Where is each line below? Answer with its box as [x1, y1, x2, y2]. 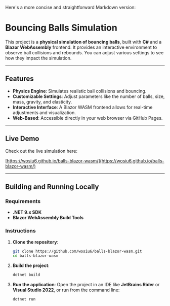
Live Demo [5, 134, 39, 143]
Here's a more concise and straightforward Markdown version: [5, 5, 136, 10]
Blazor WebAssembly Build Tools [12, 215, 84, 221]
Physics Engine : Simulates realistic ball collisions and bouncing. [12, 88, 147, 94]
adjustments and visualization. [12, 109, 76, 116]
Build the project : [12, 262, 50, 268]
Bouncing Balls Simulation [5, 22, 117, 33]
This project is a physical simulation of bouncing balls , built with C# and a [5, 39, 162, 45]
